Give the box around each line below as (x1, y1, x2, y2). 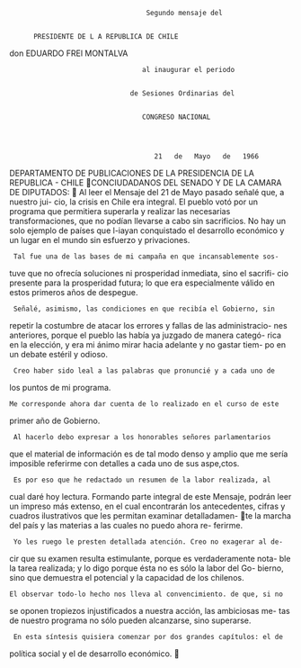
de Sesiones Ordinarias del (129, 89, 235, 98)
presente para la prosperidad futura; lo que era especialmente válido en (9, 277, 276, 288)
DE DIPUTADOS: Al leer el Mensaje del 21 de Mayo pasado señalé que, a (9, 187, 285, 197)
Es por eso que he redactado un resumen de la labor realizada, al (13, 475, 271, 484)
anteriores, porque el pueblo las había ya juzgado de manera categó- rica (9, 329, 281, 340)
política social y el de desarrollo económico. (9, 648, 173, 659)
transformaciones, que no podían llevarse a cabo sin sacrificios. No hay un (9, 216, 286, 226)
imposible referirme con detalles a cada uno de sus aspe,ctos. (9, 458, 240, 468)
